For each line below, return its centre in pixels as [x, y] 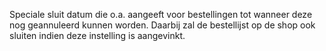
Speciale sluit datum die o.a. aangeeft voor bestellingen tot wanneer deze [161, 14]
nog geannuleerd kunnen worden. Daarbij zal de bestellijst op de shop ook [162, 25]
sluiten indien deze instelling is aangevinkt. [97, 35]
